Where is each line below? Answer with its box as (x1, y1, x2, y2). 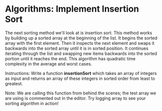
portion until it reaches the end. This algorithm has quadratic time (5, 55, 136, 61)
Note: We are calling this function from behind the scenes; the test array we (5, 90, 156, 96)
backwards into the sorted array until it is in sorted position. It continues (5, 45, 149, 51)
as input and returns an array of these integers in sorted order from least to (5, 75, 155, 81)
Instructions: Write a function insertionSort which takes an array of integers (5, 70, 157, 76)
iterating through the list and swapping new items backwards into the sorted (5, 50, 158, 56)
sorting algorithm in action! (5, 100, 59, 106)
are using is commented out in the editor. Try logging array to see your (5, 95, 146, 101)
